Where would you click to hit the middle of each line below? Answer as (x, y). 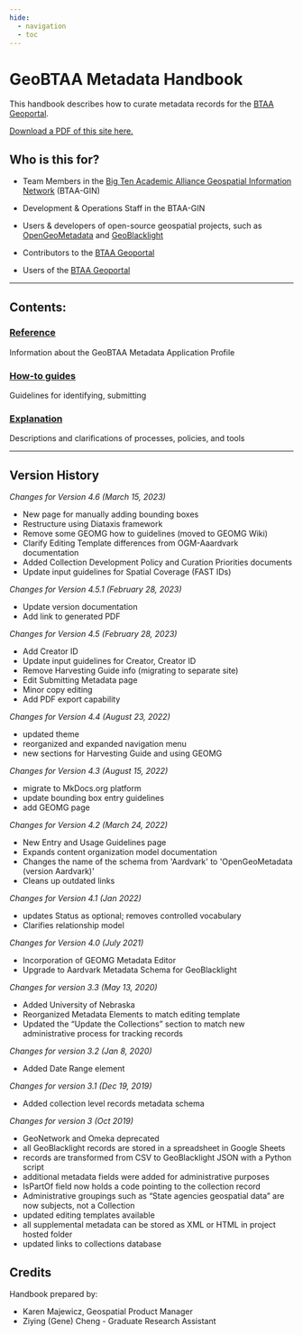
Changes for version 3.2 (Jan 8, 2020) (81, 1051)
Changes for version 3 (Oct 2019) (71, 1121)
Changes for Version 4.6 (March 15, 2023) (88, 497)
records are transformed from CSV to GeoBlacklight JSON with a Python (157, 1158)
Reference (32, 333)
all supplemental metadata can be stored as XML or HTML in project (149, 1225)
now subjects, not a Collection (78, 1206)
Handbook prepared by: (54, 1294)
